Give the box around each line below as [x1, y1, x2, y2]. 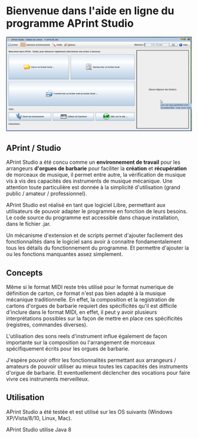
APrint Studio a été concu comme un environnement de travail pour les [6, 158, 181, 166]
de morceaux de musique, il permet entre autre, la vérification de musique [6, 171, 186, 179]
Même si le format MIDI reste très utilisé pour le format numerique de [6, 283, 174, 290]
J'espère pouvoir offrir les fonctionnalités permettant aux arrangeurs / [6, 356, 176, 364]
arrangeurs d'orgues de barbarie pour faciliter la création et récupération [6, 165, 187, 172]
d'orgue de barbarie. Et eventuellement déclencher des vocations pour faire [6, 369, 190, 376]
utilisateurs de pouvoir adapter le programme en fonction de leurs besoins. [6, 208, 187, 215]
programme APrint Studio [6, 17, 134, 30]
